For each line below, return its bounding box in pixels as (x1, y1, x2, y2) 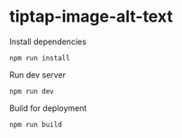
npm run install (9, 53, 70, 62)
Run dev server (9, 69, 66, 80)
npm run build (9, 120, 63, 129)
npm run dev (9, 87, 54, 96)
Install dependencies (9, 36, 87, 47)
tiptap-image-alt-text (9, 6, 173, 27)
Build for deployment (9, 102, 87, 114)
